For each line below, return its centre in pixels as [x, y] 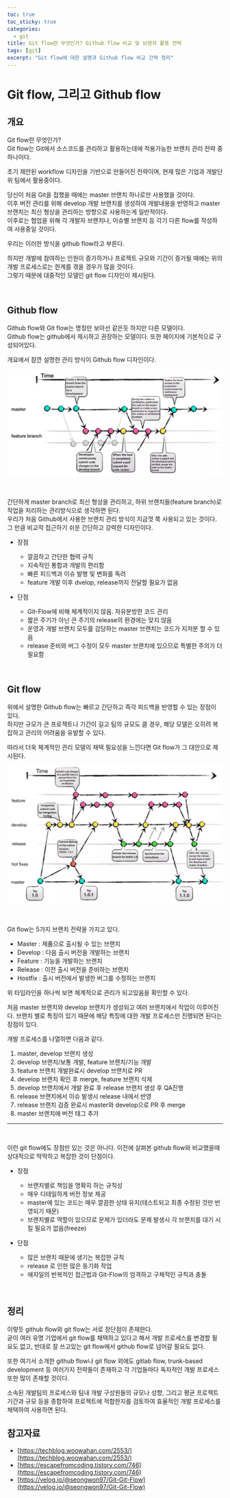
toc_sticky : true [32, 22]
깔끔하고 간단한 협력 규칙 [60, 556]
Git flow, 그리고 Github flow [84, 95]
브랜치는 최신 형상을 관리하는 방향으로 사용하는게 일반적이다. [88, 212]
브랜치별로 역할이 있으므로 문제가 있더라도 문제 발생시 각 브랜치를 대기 [120, 1219]
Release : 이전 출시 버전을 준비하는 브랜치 [73, 969]
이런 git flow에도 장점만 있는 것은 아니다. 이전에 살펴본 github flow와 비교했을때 [114, 1147]
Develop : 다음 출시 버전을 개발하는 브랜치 [73, 952]
